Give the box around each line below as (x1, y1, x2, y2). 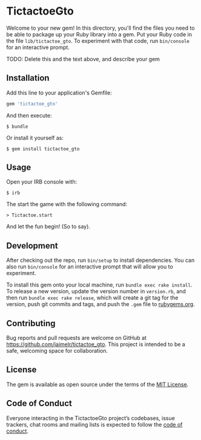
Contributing (6, 318, 56, 328)
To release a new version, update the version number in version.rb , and (6, 288, 186, 295)
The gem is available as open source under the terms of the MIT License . (6, 381, 189, 388)
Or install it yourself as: (6, 134, 64, 141)
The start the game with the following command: (6, 201, 128, 208)
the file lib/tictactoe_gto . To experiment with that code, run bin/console (6, 37, 189, 44)
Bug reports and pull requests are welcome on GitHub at (6, 335, 147, 342)
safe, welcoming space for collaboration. (6, 347, 108, 355)
